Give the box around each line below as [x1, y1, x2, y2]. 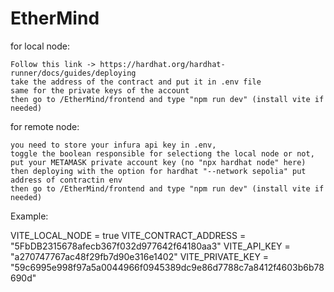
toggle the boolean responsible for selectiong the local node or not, [10, 148, 315, 159]
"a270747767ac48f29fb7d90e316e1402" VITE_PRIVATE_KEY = [10, 250, 270, 262]
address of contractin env [10, 175, 123, 185]
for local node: [10, 40, 70, 52]
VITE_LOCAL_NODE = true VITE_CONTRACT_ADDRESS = [10, 229, 247, 241]
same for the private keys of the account [10, 85, 190, 96]
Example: [10, 210, 49, 222]
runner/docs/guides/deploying [10, 68, 137, 78]
